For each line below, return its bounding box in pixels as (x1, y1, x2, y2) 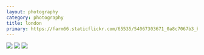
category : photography (6, 15, 64, 21)
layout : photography (6, 8, 59, 15)
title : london (6, 20, 42, 26)
